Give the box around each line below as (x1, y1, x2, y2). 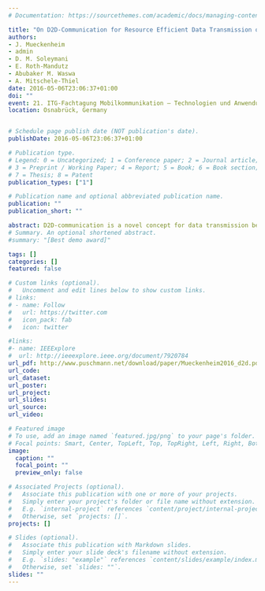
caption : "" (15, 454, 55, 462)
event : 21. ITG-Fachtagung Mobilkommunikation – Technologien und (8, 99, 231, 107)
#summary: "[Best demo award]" (8, 236, 111, 244)
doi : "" (8, 91, 34, 99)
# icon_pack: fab (8, 316, 73, 324)
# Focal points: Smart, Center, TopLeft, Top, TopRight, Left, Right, (8, 439, 245, 448)
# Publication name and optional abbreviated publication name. (8, 192, 224, 201)
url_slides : (8, 396, 47, 404)
